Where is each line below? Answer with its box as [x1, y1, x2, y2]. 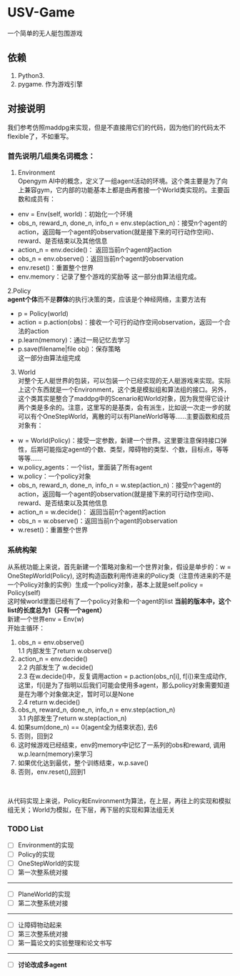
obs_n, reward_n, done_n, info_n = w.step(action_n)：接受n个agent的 [17, 480, 221, 489]
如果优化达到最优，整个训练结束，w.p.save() [17, 759, 149, 767]
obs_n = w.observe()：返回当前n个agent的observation [17, 516, 178, 525]
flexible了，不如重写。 [7, 131, 73, 140]
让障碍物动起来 [17, 920, 62, 929]
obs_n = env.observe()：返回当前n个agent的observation [17, 254, 184, 263]
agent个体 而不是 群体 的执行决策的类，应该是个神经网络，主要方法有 [7, 294, 207, 304]
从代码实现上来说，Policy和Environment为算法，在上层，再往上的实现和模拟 [7, 797, 231, 805]
